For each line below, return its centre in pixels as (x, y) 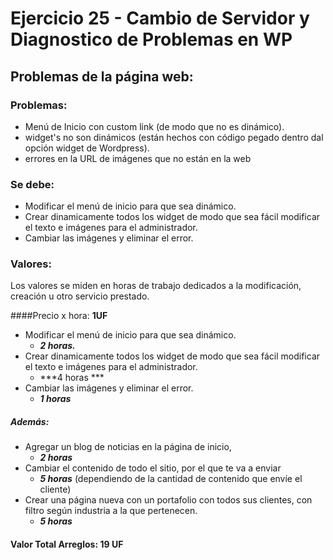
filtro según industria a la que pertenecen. (111, 511)
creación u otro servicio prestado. (80, 296)
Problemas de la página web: (102, 76)
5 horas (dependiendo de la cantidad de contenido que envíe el (171, 479)
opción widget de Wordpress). (87, 148)
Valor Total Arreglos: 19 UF (67, 544)
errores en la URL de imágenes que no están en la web (138, 158)
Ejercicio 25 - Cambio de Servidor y (160, 18)
